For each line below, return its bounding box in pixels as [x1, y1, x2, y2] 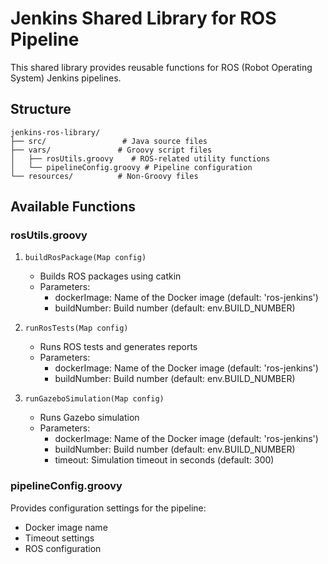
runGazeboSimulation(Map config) [24, 394, 165, 404]
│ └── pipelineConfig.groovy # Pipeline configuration [10, 162, 253, 172]
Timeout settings [24, 532, 95, 544]
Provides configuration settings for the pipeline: [10, 502, 207, 514]
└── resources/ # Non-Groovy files [10, 171, 199, 181]
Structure [10, 101, 72, 118]
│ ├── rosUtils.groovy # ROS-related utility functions [10, 153, 271, 164]
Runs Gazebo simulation [39, 412, 140, 424]
